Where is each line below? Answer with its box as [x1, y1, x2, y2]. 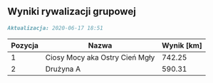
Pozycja [11, 40, 39, 50]
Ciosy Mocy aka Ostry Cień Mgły [45, 52, 155, 62]
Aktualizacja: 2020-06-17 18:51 [7, 24, 103, 31]
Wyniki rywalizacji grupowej [7, 6, 137, 18]
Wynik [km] [161, 40, 203, 50]
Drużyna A [45, 64, 80, 74]
